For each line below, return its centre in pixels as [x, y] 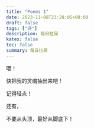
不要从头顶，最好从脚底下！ [40, 118]
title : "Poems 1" [27, 12]
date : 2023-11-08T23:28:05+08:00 [47, 17]
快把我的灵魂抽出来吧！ [35, 80]
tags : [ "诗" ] [22, 28]
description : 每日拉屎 [32, 34]
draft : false [22, 23]
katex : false [22, 39]
